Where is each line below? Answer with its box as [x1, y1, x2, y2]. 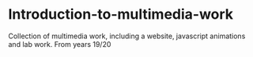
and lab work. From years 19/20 [8, 39, 111, 48]
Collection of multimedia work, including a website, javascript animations [8, 31, 246, 41]
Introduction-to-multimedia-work [8, 5, 234, 23]
